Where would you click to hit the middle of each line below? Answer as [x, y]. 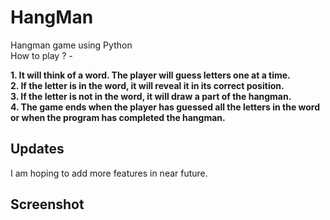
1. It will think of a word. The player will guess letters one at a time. [150, 75]
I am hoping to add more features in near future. [109, 173]
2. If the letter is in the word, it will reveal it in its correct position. [147, 85]
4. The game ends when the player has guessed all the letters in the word [165, 107]
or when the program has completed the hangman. [118, 117]
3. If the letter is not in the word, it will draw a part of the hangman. [151, 96]
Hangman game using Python [71, 45]
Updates [37, 149]
